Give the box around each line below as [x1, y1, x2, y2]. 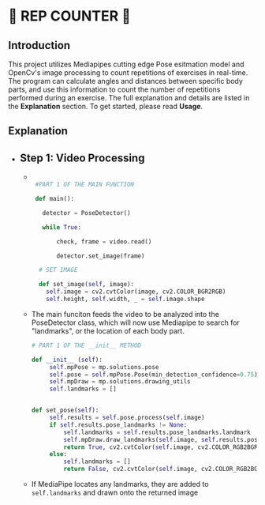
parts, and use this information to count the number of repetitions [8, 85, 221, 94]
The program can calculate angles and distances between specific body [8, 77, 243, 85]
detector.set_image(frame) [56, 252, 145, 260]
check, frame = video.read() [56, 237, 152, 246]
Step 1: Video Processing [19, 151, 145, 164]
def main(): [35, 195, 75, 203]
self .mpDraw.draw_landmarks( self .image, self [63, 435, 215, 443]
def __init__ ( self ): [31, 356, 103, 364]
